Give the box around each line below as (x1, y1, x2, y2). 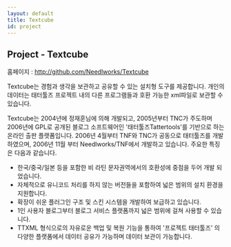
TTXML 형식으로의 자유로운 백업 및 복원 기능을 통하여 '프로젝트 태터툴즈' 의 (17, 224, 221, 232)
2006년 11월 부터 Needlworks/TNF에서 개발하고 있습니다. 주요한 (32, 140, 208, 148)
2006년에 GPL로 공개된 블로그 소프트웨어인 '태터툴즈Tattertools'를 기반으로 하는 (7, 123, 225, 131)
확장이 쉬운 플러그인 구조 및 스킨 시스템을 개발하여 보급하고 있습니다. (17, 198, 201, 206)
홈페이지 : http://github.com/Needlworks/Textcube (7, 68, 150, 76)
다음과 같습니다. (14, 149, 57, 157)
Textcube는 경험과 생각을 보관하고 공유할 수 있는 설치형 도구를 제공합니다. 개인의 (7, 82, 225, 90)
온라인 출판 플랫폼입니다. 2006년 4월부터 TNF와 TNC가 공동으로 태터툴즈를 (7, 132, 212, 140)
